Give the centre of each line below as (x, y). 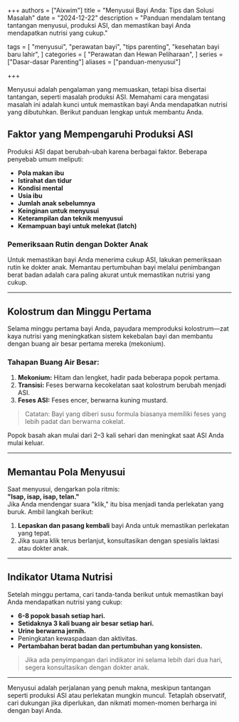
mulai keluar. (26, 443)
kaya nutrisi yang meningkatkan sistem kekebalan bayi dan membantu (110, 336)
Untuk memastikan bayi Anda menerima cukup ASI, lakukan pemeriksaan (115, 260)
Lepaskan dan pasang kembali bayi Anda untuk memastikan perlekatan (123, 526)
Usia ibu (30, 196)
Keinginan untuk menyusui (58, 211)
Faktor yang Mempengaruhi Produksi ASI (100, 134)
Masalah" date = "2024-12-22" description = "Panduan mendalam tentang (116, 18)
